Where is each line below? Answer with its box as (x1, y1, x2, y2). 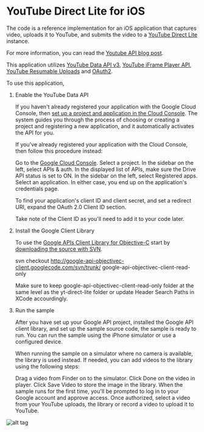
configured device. (15, 337, 63, 345)
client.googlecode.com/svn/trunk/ (15, 264, 101, 271)
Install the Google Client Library (15, 227, 95, 234)
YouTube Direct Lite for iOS (6, 4, 146, 18)
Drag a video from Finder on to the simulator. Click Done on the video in (15, 374, 195, 382)
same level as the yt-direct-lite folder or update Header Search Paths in (15, 288, 195, 295)
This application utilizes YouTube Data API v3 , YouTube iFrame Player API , (6, 61, 192, 68)
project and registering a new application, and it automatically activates (15, 122, 194, 129)
